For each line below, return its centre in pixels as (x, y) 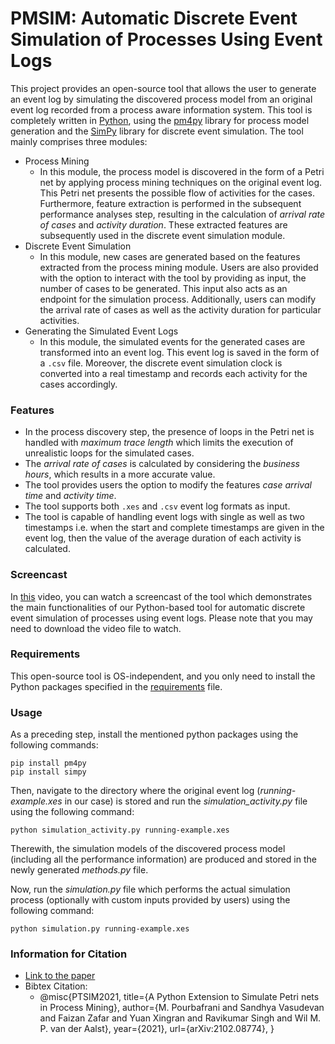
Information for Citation (69, 954)
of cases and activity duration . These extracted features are (163, 224)
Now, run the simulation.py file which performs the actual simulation (150, 889)
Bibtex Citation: (56, 986)
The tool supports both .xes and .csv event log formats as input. (157, 506)
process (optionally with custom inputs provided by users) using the (150, 900)
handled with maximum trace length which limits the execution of (159, 443)
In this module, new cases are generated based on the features (170, 256)
